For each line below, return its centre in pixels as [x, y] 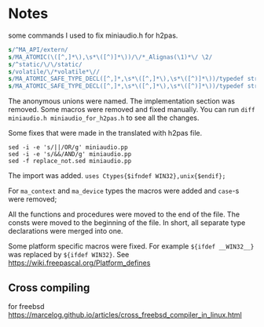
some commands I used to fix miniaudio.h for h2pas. [93, 35]
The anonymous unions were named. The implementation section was [122, 101]
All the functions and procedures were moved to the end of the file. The [124, 214]
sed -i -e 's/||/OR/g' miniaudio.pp [68, 147]
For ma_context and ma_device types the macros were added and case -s [124, 191]
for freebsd [26, 306]
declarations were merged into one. [66, 231]
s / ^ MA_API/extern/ [38, 49]
